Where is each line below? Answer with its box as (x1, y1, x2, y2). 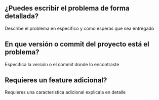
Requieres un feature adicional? (5, 76, 107, 85)
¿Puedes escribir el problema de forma (5, 4, 130, 13)
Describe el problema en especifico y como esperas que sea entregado (5, 25, 154, 31)
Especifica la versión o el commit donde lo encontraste (5, 61, 120, 67)
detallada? (5, 12, 39, 21)
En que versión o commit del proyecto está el (5, 40, 150, 48)
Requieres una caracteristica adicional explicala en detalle (5, 89, 126, 95)
